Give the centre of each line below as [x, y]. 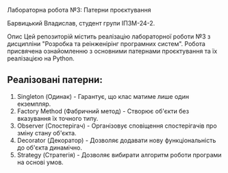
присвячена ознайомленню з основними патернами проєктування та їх [112, 51]
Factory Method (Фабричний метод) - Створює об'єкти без [103, 111]
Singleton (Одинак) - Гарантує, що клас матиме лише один [103, 96]
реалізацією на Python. [41, 58]
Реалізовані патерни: [55, 80]
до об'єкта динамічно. [50, 148]
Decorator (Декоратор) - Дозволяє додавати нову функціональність [116, 140]
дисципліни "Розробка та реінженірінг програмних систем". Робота [106, 44]
